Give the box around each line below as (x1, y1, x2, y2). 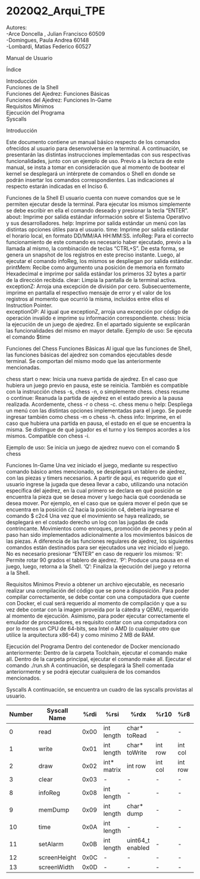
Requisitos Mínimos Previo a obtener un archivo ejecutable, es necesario (6, 580, 185, 587)
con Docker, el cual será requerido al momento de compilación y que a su (6, 599, 187, 606)
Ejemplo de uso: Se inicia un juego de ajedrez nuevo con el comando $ (6, 443, 180, 451)
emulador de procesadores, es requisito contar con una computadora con (6, 618, 187, 625)
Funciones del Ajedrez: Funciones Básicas (6, 90, 110, 97)
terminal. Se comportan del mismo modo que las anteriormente (6, 357, 161, 364)
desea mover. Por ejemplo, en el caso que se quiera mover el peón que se (6, 499, 188, 506)
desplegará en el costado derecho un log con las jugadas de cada (6, 518, 168, 525)
